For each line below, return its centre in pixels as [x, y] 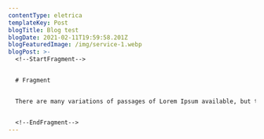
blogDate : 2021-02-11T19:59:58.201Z [68, 37]
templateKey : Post [38, 23]
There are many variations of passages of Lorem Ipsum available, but [133, 101]
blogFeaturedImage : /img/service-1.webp [75, 45]
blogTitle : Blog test [44, 30]
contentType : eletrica [45, 15]
